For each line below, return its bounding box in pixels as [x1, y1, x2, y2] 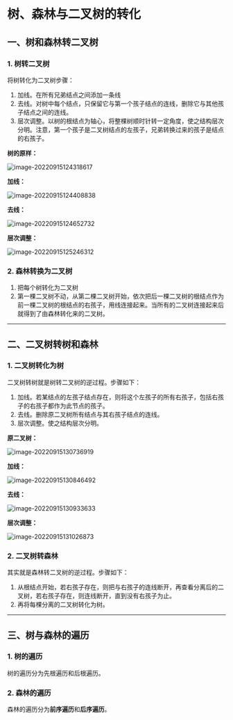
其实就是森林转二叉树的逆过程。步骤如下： [7, 568, 129, 577]
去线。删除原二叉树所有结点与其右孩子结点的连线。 [17, 410, 164, 418]
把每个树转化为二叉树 [17, 283, 78, 292]
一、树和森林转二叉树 [7, 36, 98, 48]
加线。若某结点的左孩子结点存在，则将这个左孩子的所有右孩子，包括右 [17, 392, 218, 401]
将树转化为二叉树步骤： [7, 76, 74, 84]
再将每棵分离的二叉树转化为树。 [17, 600, 109, 609]
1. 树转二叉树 [7, 58, 50, 68]
